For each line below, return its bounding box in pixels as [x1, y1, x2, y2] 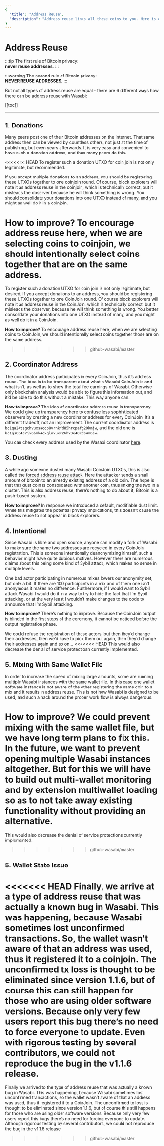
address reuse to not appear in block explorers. [5, 512, 101, 518]
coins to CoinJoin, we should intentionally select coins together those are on [5, 331, 159, 337]
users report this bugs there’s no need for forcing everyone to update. [5, 1116, 145, 1121]
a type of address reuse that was [5, 891, 141, 902]
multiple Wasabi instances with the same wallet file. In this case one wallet [5, 679, 155, 685]
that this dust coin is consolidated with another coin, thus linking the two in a [5, 482, 159, 488]
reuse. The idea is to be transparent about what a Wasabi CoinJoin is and [5, 379, 152, 384]
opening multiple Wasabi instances [5, 753, 151, 764]
